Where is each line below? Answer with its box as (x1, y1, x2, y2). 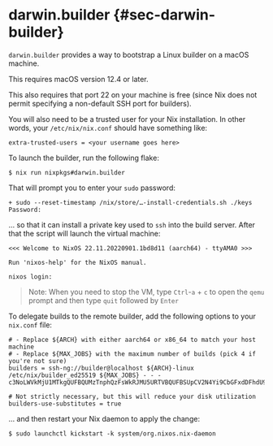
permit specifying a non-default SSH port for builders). (8, 98, 193, 108)
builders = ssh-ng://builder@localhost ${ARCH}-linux (8, 364, 195, 372)
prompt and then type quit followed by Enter (28, 295, 179, 305)
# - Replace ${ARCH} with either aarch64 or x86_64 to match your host (8, 336, 256, 344)
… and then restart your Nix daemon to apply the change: (8, 414, 201, 423)
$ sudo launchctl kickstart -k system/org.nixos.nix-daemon (8, 429, 217, 438)
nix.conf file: (8, 319, 53, 330)
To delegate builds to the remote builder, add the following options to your (8, 311, 256, 321)
